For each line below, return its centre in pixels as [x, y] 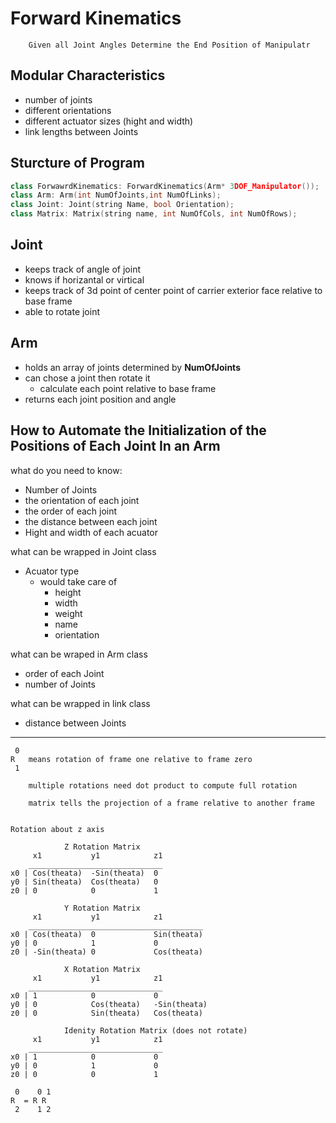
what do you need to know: [66, 470]
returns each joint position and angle [100, 399]
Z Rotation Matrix [102, 847]
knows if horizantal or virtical [84, 279]
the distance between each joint [91, 521]
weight [68, 613]
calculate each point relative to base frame [128, 388]
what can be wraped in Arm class [79, 654]
